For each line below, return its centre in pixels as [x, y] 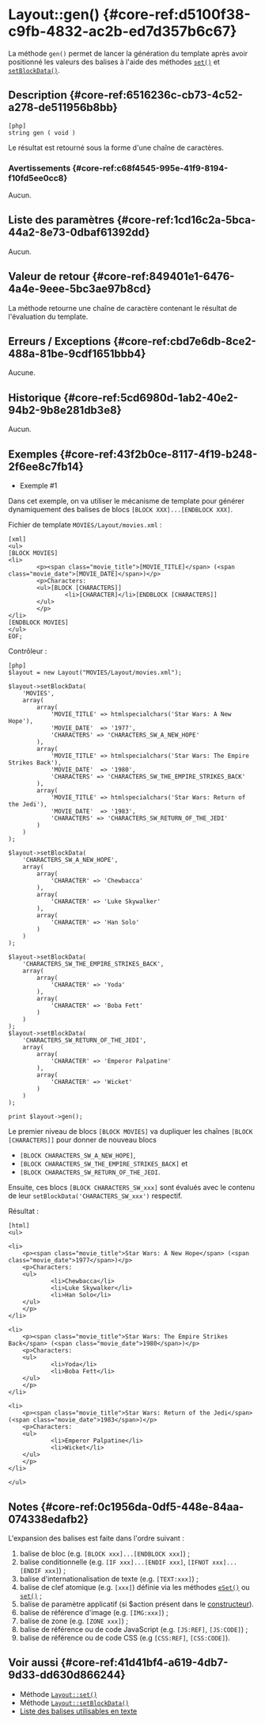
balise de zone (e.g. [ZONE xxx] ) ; [74, 1621]
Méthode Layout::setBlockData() [74, 1702]
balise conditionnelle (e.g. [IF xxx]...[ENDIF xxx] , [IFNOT [114, 1562]
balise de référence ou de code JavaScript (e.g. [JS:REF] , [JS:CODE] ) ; [134, 1629]
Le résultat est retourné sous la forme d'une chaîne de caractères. [116, 147]
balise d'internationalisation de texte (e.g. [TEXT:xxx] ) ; [109, 1579]
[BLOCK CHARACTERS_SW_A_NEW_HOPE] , [78, 1155]
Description [38, 96]
